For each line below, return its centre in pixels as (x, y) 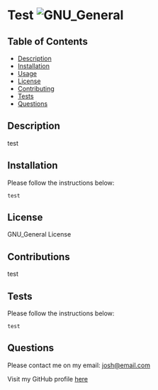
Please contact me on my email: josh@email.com (79, 365)
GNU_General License (39, 234)
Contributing (36, 88)
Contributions (39, 257)
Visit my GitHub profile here (48, 379)
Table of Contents (48, 42)
